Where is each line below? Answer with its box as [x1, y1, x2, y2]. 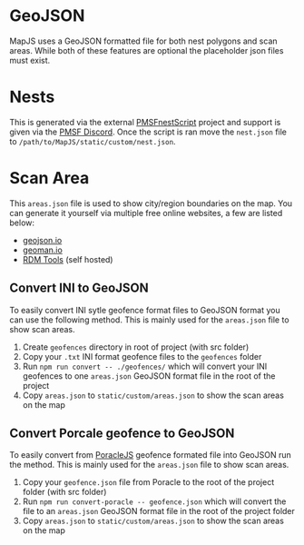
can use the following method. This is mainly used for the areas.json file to [9, 314, 289, 325]
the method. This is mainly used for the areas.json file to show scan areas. [9, 460, 289, 471]
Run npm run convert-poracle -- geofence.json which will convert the [22, 496, 287, 507]
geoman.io [22, 244, 64, 255]
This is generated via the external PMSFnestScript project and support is [9, 116, 281, 127]
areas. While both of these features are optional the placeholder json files [9, 45, 284, 55]
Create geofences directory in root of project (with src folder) [22, 342, 250, 352]
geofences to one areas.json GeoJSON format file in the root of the [22, 370, 276, 381]
